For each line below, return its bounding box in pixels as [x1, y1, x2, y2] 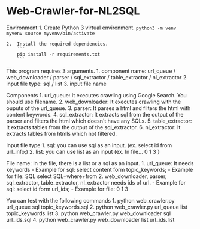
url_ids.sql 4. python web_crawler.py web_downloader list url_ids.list [6, 216, 175, 223]
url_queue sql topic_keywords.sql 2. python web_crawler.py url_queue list [6, 203, 187, 210]
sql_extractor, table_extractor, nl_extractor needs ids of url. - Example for [6, 179, 186, 186]
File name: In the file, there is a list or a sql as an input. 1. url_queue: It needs [6, 159, 194, 166]
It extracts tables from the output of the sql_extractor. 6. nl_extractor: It [6, 123, 181, 130]
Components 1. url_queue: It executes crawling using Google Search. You [6, 91, 187, 99]
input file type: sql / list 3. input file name [6, 80, 107, 87]
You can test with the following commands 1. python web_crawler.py [6, 197, 175, 204]
